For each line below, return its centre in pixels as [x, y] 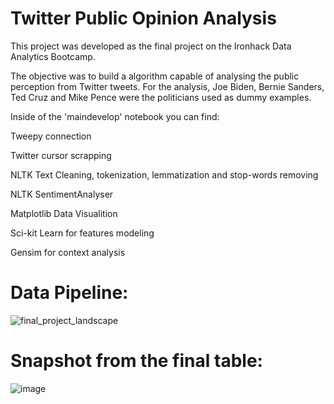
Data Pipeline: [69, 293]
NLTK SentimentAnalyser [62, 194]
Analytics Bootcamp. [53, 56]
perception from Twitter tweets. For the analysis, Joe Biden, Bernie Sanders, [167, 86]
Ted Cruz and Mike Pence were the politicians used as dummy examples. [161, 97]
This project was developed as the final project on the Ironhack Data [151, 46]
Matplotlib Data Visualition [64, 213]
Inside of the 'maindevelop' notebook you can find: [115, 116]
